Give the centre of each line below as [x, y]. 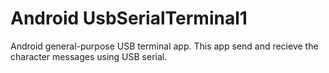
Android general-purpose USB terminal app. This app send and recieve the [164, 46]
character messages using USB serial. [89, 56]
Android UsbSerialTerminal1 [129, 18]
